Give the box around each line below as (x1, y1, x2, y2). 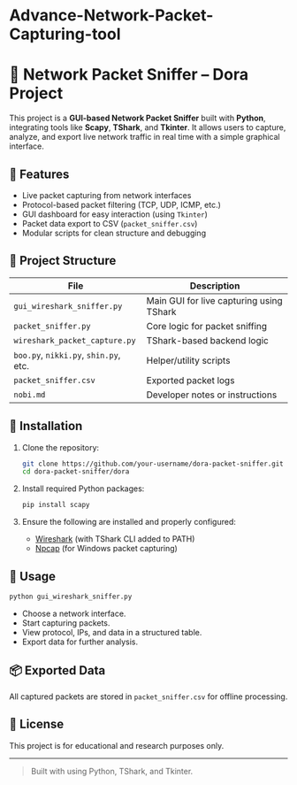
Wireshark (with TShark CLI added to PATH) (34, 534, 195, 544)
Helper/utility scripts (146, 354, 231, 366)
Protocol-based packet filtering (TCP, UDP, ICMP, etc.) (21, 199, 221, 210)
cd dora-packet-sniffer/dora (21, 467, 130, 476)
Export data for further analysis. (21, 636, 139, 647)
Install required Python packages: (21, 483, 145, 494)
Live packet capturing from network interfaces (21, 189, 192, 200)
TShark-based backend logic (146, 334, 270, 346)
